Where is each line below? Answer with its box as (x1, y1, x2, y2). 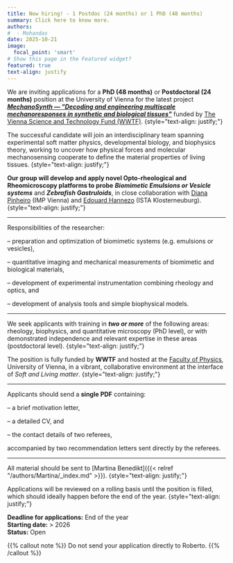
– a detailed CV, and (7, 417, 64, 425)
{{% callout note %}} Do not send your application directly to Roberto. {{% (7, 541, 220, 550)
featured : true (7, 62, 51, 69)
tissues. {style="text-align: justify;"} (7, 160, 110, 168)
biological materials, (7, 265, 64, 273)
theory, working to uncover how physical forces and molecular (7, 145, 186, 154)
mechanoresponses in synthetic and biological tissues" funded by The (7, 109, 216, 118)
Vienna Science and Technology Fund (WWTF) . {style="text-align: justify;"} (7, 117, 223, 125)
